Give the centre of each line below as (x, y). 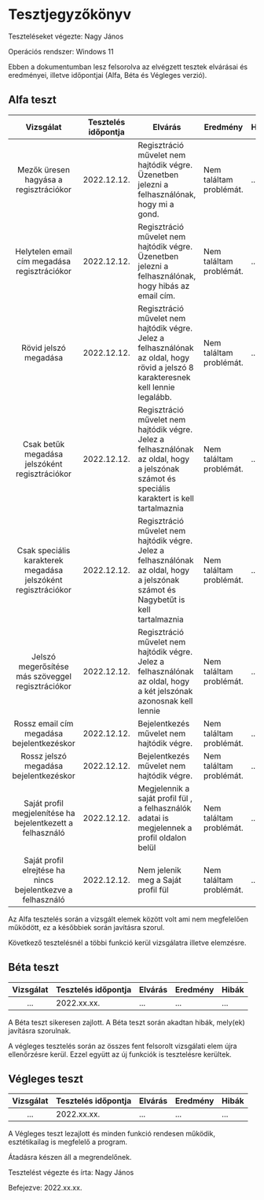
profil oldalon (162, 837)
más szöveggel (44, 676)
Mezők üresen (44, 169)
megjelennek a (165, 828)
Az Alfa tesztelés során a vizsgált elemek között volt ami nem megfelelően (128, 919)
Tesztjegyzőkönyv (70, 15)
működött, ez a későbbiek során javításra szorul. (86, 927)
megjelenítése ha (44, 813)
